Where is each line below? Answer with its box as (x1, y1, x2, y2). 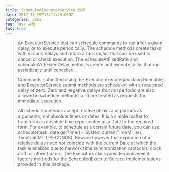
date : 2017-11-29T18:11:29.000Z (5, 12, 73, 17)
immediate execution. (17, 98, 63, 104)
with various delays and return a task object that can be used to (17, 51, 151, 57)
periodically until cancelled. (17, 67, 75, 73)
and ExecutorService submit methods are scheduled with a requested (17, 82, 163, 88)
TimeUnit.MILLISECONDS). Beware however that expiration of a (17, 135, 151, 141)
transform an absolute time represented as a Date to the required (17, 119, 153, 125)
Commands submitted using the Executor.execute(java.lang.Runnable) (17, 77, 164, 83)
